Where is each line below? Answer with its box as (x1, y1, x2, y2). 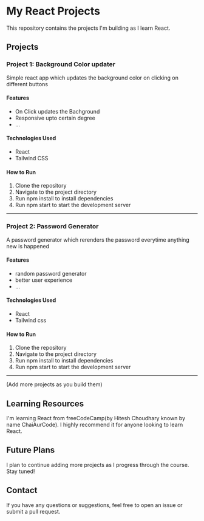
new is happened (6, 242, 50, 250)
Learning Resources (6, 398, 84, 409)
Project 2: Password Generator (6, 222, 99, 231)
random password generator (15, 270, 87, 277)
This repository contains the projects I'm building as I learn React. (6, 24, 171, 32)
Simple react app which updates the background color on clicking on (6, 74, 179, 81)
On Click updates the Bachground (15, 107, 100, 115)
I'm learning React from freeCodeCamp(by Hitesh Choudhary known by (6, 414, 186, 421)
